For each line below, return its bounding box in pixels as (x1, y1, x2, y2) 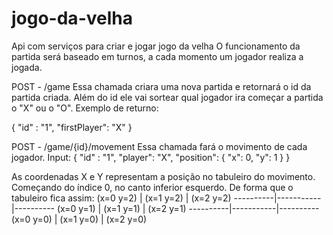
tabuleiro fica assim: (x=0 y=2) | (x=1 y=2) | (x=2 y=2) (11, 192, 232, 204)
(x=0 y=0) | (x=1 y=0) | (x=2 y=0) (11, 213, 148, 225)
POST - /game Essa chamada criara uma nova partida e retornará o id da (11, 80, 312, 92)
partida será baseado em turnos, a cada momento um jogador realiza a (11, 50, 304, 62)
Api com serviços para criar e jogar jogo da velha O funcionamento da (11, 40, 301, 52)
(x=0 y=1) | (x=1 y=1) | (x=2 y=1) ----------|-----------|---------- (56, 202, 320, 214)
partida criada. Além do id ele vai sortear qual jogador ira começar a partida (11, 91, 324, 103)
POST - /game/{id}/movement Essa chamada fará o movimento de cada (11, 140, 308, 152)
